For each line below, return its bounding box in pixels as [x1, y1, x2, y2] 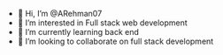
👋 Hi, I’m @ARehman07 [17, 9, 103, 18]
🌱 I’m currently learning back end [17, 27, 140, 37]
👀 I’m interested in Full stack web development [17, 17, 188, 28]
